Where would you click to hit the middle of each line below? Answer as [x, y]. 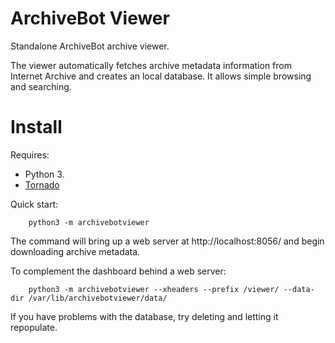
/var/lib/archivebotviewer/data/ [98, 298]
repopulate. [34, 327]
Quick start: [34, 204]
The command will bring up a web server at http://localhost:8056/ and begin [167, 241]
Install [36, 127]
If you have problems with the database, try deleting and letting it [144, 316]
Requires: [30, 154]
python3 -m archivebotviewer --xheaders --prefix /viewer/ [154, 289]
